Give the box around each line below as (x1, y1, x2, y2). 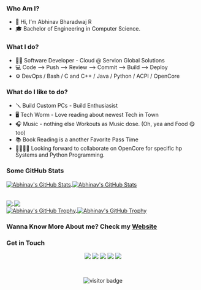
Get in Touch (6, 239, 45, 247)
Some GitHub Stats (6, 166, 64, 175)
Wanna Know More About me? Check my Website (6, 222, 157, 231)
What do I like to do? (6, 87, 69, 96)
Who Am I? (6, 4, 40, 13)
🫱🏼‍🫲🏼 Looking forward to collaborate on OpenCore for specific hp (15, 144, 183, 152)
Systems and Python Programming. (15, 151, 105, 158)
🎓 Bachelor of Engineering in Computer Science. (15, 25, 141, 32)
